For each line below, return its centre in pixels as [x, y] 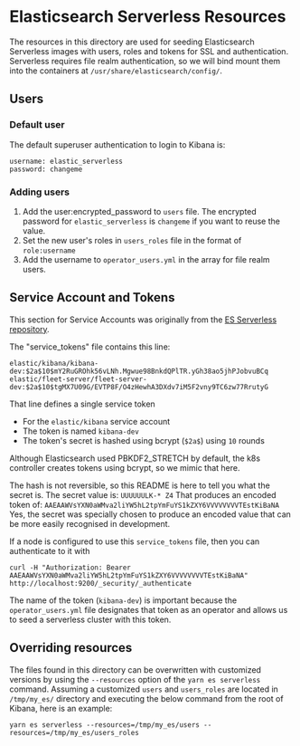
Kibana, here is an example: [61, 708]
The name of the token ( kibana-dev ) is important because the [123, 600]
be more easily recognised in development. [90, 523]
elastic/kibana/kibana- [54, 363]
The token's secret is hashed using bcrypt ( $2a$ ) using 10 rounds [143, 440]
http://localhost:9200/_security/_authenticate [101, 583]
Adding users [40, 192]
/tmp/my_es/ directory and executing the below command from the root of [146, 698]
